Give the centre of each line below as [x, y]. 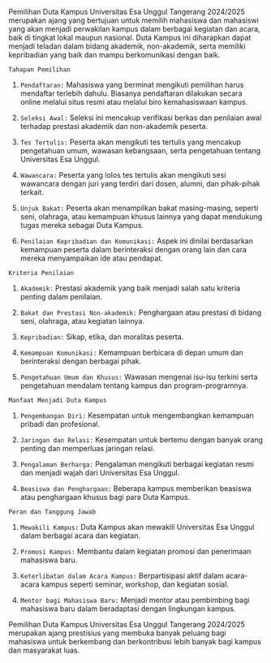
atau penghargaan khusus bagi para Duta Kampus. [105, 497]
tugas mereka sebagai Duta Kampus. [82, 225]
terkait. [32, 192]
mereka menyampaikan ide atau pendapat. [92, 258]
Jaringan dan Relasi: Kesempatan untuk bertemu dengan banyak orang [142, 440]
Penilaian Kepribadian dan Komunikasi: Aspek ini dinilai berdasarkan [136, 241]
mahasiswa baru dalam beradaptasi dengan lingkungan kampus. [128, 609]
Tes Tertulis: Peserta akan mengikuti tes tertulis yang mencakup [131, 142]
